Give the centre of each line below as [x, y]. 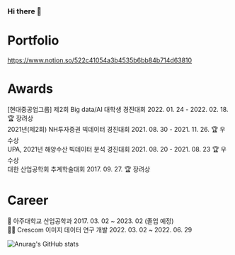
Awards [30, 89]
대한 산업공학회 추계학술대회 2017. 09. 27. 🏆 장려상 [79, 169]
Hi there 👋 [25, 11]
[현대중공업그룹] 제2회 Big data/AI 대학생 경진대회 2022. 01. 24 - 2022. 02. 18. [118, 109]
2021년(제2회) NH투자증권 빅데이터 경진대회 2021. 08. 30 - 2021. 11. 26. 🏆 [113, 129]
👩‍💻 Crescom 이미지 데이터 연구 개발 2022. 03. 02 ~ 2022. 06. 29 [100, 229]
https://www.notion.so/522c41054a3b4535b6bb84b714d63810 [100, 60]
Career [28, 200]
